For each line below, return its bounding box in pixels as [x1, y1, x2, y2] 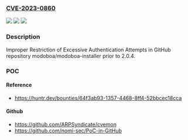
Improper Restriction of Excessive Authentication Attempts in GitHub [6, 46, 171, 53]
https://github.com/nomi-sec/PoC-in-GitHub [14, 127, 122, 134]
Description [6, 33, 40, 41]
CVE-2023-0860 [6, 4, 56, 12]
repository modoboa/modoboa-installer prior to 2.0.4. [6, 52, 136, 59]
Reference [6, 81, 32, 88]
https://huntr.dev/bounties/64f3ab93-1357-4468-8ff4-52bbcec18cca [14, 94, 182, 101]
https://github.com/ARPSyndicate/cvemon [14, 121, 117, 128]
